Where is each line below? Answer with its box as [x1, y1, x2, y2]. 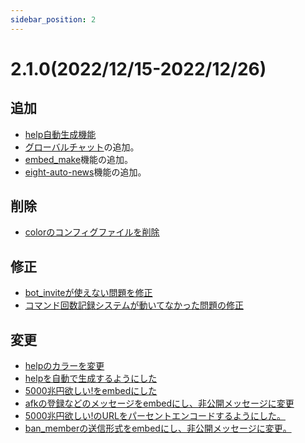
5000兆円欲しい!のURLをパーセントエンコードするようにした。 [24, 410, 286, 422]
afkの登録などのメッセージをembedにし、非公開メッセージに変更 [24, 397, 295, 410]
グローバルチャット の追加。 [24, 141, 140, 153]
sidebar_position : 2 [10, 14, 97, 25]
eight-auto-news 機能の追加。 [24, 166, 147, 178]
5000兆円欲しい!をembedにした [24, 385, 158, 397]
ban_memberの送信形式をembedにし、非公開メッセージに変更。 [24, 422, 292, 435]
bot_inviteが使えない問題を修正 [24, 287, 153, 299]
